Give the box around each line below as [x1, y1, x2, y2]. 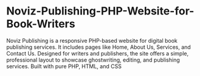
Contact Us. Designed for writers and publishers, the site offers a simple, [6, 49, 189, 57]
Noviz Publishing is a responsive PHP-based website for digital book [6, 37, 178, 44]
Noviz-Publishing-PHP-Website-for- [6, 4, 195, 18]
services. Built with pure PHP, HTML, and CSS [6, 62, 122, 70]
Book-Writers [6, 17, 75, 31]
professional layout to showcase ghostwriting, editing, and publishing [6, 56, 181, 63]
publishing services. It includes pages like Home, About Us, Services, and [6, 43, 191, 51]
